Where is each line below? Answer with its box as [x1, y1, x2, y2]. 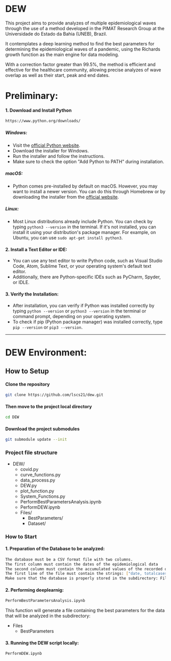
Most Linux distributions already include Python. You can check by [12, 219, 153, 225]
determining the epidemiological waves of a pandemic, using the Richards [5, 46, 160, 52]
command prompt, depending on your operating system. [12, 313, 131, 319]
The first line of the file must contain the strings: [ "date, [5, 571, 142, 576]
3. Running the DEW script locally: [5, 640, 79, 646]
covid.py [20, 466, 39, 472]
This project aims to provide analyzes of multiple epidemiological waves [5, 20, 156, 26]
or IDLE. [12, 279, 30, 285]
